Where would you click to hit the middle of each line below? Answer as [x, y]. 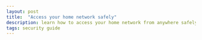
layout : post [23, 11]
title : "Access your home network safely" [62, 17]
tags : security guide [33, 28]
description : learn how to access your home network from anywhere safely [102, 22]
